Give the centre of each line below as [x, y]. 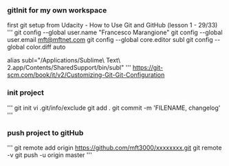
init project [26, 93]
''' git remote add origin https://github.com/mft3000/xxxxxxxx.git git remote [115, 147]
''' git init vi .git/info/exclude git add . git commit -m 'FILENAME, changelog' [114, 108]
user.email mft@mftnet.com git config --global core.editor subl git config [110, 40]
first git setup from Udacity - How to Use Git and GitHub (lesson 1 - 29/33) [112, 25]
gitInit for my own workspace [57, 10]
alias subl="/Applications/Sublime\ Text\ [64, 60]
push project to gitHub [45, 132]
